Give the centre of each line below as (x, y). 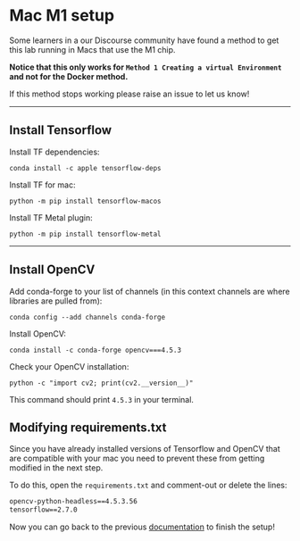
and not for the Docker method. (69, 76)
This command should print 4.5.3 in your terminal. (102, 399)
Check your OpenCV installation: (69, 366)
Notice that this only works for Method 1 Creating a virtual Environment (146, 67)
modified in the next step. (56, 468)
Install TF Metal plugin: (51, 217)
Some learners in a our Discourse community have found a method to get (144, 40)
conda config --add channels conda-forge (87, 317)
